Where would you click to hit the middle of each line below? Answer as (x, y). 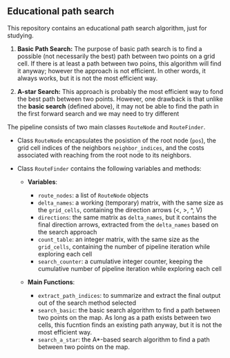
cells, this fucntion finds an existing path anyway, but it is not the (130, 325)
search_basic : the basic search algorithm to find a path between (129, 310)
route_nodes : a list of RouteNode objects (93, 195)
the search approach (67, 232)
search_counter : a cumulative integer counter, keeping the (120, 261)
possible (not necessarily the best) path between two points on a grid (116, 56)
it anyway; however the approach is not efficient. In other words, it (111, 70)
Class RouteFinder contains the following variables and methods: (109, 168)
